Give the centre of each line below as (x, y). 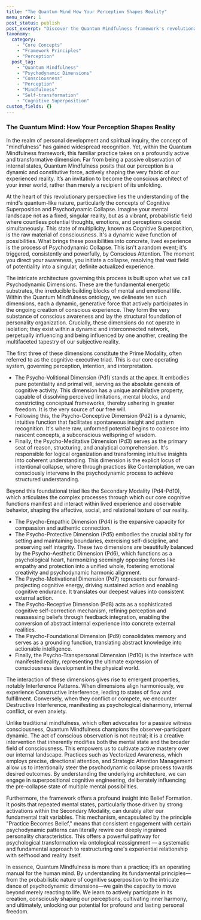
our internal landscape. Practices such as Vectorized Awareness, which (94, 754)
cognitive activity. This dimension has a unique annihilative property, (99, 390)
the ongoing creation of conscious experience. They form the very (88, 309)
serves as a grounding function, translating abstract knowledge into (98, 642)
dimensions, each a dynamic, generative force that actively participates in (97, 303)
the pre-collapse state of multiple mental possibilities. (72, 786)
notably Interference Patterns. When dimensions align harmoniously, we (95, 685)
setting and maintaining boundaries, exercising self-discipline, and (97, 541)
